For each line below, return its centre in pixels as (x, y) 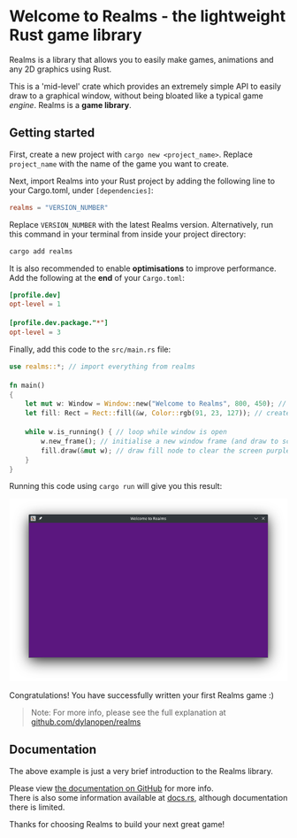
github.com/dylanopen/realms (86, 722)
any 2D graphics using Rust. (61, 69)
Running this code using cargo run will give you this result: (116, 486)
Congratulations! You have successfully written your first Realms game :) (141, 695)
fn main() (27, 385)
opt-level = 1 (35, 304)
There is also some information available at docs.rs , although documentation (148, 797)
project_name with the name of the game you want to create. (119, 163)
